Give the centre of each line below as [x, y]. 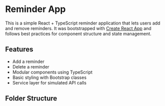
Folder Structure [31, 98]
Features [19, 49]
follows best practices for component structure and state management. [78, 33]
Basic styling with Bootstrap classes [49, 77]
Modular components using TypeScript [52, 72]
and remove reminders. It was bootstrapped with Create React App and [78, 28]
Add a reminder [28, 61]
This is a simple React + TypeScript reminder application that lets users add [83, 23]
